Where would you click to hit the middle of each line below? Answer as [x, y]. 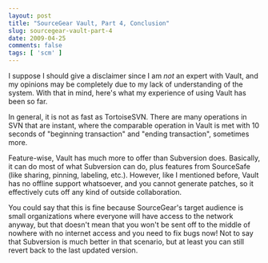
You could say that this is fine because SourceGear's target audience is [126, 208]
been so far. [28, 101]
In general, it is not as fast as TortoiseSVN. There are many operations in [128, 117]
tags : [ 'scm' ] [35, 53]
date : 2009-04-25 [37, 38]
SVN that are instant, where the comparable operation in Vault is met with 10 [134, 125]
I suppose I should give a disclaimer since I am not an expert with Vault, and [133, 76]
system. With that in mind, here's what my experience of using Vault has [127, 93]
